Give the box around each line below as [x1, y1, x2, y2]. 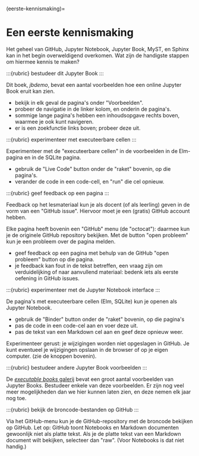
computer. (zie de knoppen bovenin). [6, 352, 97, 360]
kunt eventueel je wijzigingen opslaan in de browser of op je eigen [6, 346, 168, 353]
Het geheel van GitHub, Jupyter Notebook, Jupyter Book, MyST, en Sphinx [6, 45, 189, 52]
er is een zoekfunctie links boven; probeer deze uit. [14, 124, 141, 132]
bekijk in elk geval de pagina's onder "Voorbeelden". [14, 99, 144, 106]
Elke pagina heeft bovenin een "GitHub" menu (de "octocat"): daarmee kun [6, 225, 190, 232]
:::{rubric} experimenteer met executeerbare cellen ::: [6, 136, 137, 143]
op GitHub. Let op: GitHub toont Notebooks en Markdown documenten [6, 424, 179, 431]
